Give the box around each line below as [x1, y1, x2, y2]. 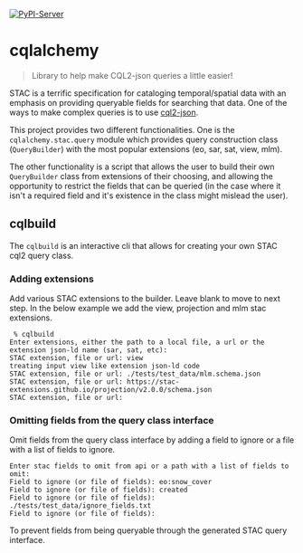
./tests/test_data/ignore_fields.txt [9, 501, 152, 510]
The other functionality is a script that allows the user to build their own [9, 161, 275, 172]
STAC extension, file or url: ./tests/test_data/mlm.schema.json [9, 369, 260, 379]
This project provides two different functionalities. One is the [9, 124, 235, 135]
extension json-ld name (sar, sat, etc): [9, 346, 168, 355]
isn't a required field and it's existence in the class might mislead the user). [9, 190, 289, 201]
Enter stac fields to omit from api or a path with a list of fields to [9, 462, 289, 471]
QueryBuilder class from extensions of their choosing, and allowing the [9, 170, 273, 181]
